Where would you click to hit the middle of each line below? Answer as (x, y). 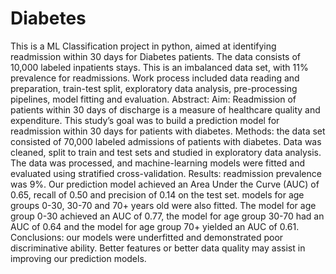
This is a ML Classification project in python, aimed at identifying (143, 46)
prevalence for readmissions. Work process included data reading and (155, 78)
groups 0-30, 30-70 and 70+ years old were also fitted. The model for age (163, 205)
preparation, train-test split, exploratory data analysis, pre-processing (154, 88)
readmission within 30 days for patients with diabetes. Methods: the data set (168, 131)
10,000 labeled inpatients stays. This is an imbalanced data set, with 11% (159, 67)
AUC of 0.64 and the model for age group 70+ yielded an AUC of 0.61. (155, 226)
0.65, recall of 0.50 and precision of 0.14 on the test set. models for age (157, 194)
